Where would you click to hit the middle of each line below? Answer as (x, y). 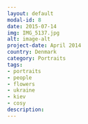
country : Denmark (32, 52)
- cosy (16, 103)
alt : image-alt (29, 39)
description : (26, 110)
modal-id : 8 (24, 20)
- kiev (16, 97)
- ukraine (21, 90)
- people (20, 77)
